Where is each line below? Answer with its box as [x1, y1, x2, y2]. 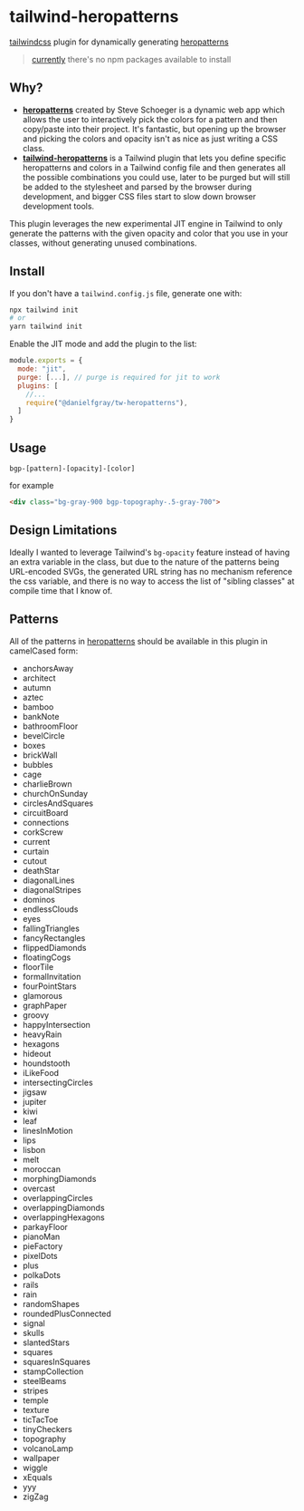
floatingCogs [22, 952, 71, 963]
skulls [22, 1327, 45, 1338]
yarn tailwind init [9, 322, 83, 332]
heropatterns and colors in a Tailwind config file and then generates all [22, 161, 287, 173]
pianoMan [22, 1231, 61, 1242]
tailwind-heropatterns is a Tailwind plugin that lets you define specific [22, 152, 287, 163]
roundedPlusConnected [22, 1308, 111, 1319]
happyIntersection [22, 1019, 90, 1030]
